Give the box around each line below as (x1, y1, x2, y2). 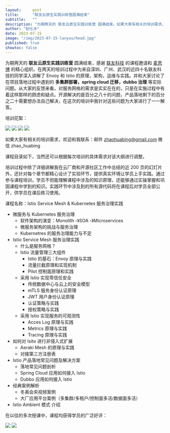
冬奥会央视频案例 (20, 389, 56, 395)
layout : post (5, 7, 42, 13)
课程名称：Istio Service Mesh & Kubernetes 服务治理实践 (5, 200, 123, 206)
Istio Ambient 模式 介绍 (12, 402, 61, 408)
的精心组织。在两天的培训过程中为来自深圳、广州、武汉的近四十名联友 (11, 66, 157, 72)
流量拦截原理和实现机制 (27, 262, 77, 268)
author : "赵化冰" (5, 26, 39, 31)
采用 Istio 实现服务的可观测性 (20, 313, 80, 319)
